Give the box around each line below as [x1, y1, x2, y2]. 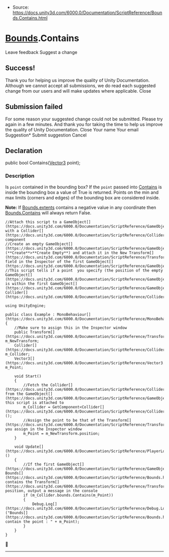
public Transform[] [14, 329, 55, 334]
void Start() [14, 374, 42, 379]
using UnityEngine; [5, 303, 46, 308]
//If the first [23, 462, 55, 467]
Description [5, 172, 35, 179]
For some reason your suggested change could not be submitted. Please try [5, 116, 163, 122]
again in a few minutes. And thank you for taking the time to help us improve [5, 121, 163, 127]
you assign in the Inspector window [5, 427, 82, 432]
